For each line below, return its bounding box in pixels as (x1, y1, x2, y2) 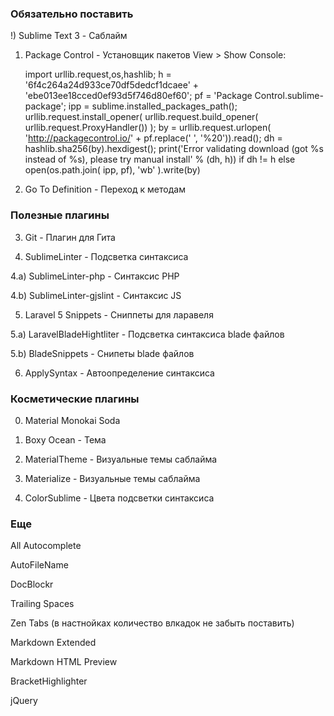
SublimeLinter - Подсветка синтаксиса (24, 250, 189, 262)
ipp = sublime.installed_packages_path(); (68, 100, 238, 112)
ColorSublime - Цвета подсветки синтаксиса (24, 492, 215, 504)
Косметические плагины (10, 392, 140, 406)
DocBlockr (10, 578, 54, 591)
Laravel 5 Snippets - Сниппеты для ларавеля (24, 308, 214, 321)
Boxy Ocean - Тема (24, 433, 107, 446)
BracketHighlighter (10, 675, 88, 687)
